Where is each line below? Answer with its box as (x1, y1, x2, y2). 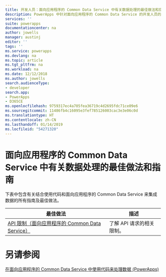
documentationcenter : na (5, 26, 56, 31)
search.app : (5, 90, 30, 95)
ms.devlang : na (5, 53, 37, 58)
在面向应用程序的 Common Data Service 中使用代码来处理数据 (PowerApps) (5, 266, 159, 272)
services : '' (5, 16, 32, 21)
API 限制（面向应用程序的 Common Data (7, 220, 101, 227)
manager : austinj (5, 35, 41, 40)
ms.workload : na (5, 67, 39, 72)
